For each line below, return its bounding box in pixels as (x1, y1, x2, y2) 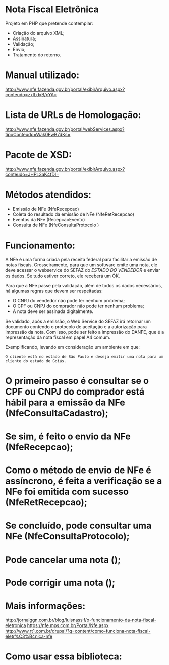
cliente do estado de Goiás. (5, 358, 67, 363)
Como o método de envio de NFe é (5, 464, 151, 476)
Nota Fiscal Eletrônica (5, 4, 99, 15)
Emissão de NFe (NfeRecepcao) (12, 206, 79, 212)
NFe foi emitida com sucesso (5, 486, 129, 497)
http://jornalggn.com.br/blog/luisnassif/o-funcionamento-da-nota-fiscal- (5, 617, 156, 623)
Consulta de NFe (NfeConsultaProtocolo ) (12, 222, 99, 228)
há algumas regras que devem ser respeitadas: (5, 288, 103, 294)
